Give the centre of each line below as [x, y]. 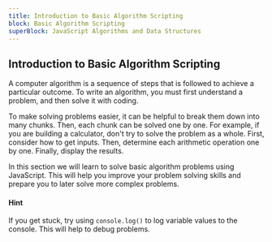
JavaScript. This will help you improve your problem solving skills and [125, 175]
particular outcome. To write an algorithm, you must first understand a [126, 92]
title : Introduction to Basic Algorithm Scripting [96, 16]
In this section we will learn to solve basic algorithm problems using [121, 166]
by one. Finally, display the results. [66, 151]
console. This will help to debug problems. [79, 229]
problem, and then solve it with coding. [73, 101]
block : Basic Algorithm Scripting [67, 24]
